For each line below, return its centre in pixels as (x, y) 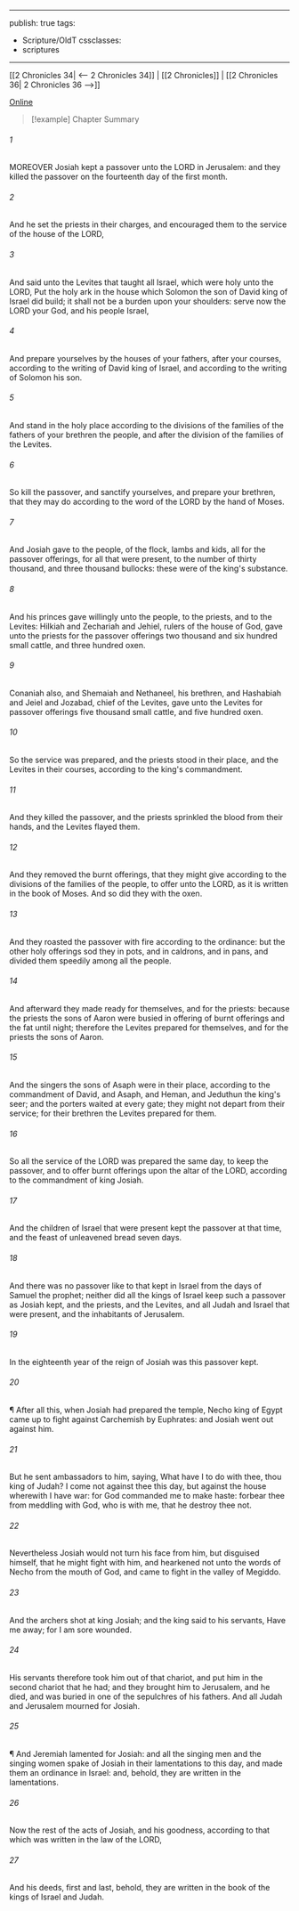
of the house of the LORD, (57, 234)
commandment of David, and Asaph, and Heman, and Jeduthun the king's (145, 1094)
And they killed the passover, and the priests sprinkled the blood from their (146, 817)
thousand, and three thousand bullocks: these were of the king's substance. (149, 569)
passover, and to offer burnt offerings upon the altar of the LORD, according (148, 1171)
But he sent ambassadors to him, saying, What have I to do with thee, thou (145, 1477)
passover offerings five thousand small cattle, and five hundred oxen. (137, 712)
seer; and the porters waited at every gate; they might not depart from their (147, 1104)
